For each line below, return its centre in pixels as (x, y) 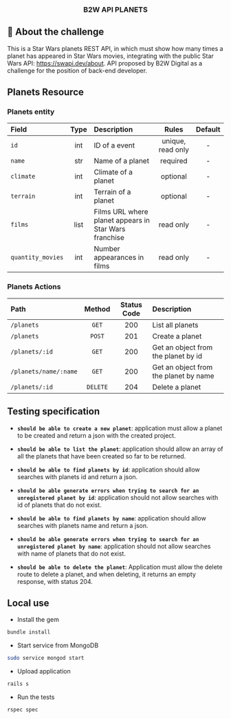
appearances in (119, 258)
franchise (109, 238)
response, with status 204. (55, 581)
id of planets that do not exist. (59, 505)
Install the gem (38, 620)
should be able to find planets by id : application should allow (109, 469)
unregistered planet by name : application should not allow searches (114, 546)
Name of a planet (122, 161)
